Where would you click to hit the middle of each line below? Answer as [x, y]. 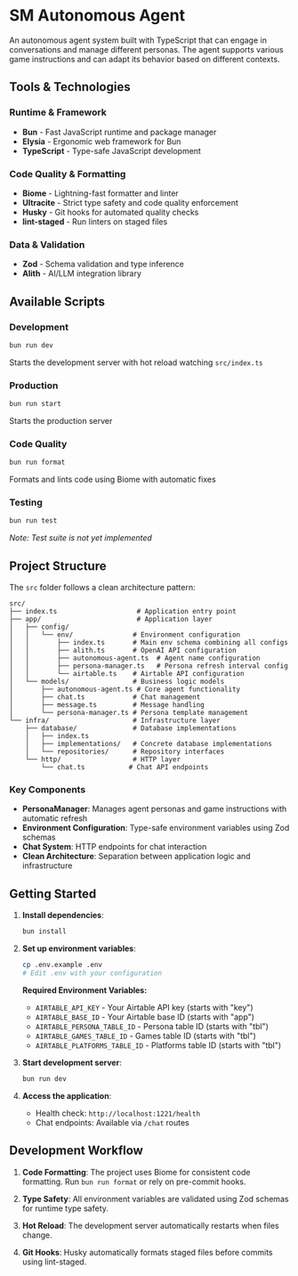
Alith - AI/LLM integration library [82, 273]
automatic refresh [55, 818]
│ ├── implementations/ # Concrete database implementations [149, 744]
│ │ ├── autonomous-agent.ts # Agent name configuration [135, 658]
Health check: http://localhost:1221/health [118, 1113]
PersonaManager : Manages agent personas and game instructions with [154, 809]
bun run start [36, 404]
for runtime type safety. [65, 1208]
